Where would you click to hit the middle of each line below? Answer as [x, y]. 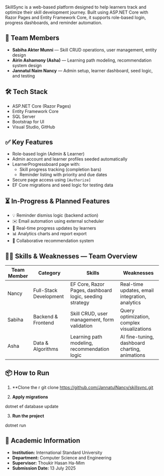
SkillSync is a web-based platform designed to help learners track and [76, 7]
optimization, [135, 317]
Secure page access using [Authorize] [51, 180]
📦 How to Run [27, 373]
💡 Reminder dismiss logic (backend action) [55, 215]
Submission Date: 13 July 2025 [44, 468]
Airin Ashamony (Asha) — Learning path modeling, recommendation [82, 60]
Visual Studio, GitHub [33, 127]
